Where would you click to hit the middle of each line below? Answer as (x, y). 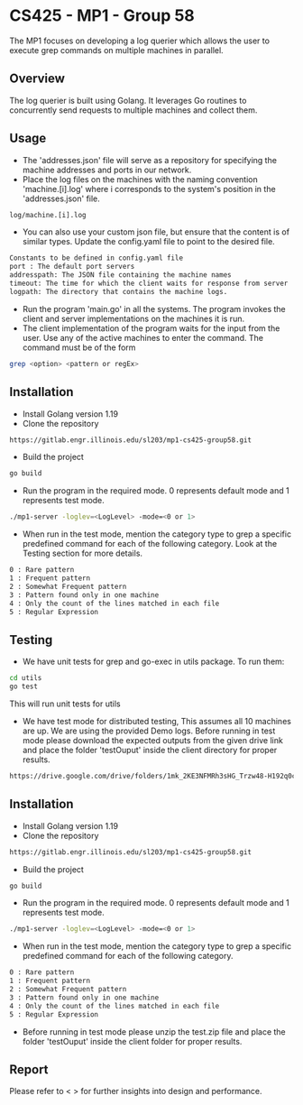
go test (24, 686)
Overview (37, 79)
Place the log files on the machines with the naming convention (140, 179)
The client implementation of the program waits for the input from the (151, 328)
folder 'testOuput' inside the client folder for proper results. (132, 1041)
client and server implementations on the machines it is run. (133, 318)
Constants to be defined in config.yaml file (96, 258)
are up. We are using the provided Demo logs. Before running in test (149, 731)
